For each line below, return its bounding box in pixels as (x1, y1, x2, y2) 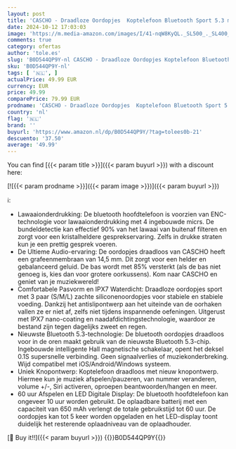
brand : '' (7, 121, 37, 129)
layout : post (7, 10, 46, 18)
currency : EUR (7, 82, 49, 90)
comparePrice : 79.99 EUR (7, 96, 80, 103)
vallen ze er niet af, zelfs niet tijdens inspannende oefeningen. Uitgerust (17, 307, 225, 316)
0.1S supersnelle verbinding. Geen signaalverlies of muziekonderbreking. (17, 352, 229, 361)
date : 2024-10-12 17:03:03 (7, 23, 86, 30)
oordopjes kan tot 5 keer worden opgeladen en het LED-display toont (17, 412, 218, 421)
